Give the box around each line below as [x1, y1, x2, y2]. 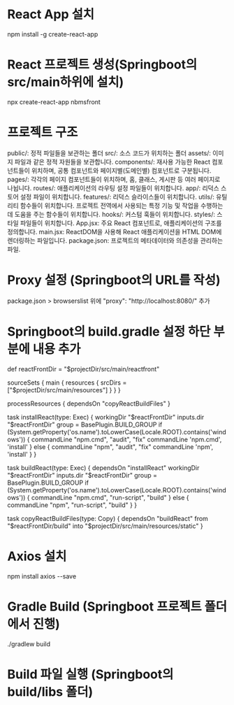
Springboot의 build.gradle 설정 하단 [7, 323, 211, 339]
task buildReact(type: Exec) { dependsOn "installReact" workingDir [7, 463, 200, 472]
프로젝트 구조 [7, 124, 78, 141]
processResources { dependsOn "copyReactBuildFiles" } [7, 399, 171, 408]
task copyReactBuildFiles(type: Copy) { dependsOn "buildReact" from [7, 514, 208, 522]
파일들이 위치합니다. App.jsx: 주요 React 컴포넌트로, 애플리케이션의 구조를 [20, 218, 222, 227]
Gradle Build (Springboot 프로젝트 [7, 599, 202, 614]
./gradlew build [7, 639, 51, 648]
